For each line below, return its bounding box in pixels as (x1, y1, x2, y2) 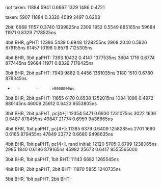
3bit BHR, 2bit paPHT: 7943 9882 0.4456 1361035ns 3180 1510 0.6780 (5, 70, 153, 76)
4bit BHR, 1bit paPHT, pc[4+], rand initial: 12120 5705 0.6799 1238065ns (5, 141, 157, 147)
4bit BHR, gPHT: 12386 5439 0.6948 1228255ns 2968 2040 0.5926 (5, 39, 147, 45)
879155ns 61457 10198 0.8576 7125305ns (5, 45, 93, 50)
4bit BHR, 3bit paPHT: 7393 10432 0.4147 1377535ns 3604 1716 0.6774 (5, 55, 155, 61)
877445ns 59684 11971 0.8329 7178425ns (5, 60, 94, 66)
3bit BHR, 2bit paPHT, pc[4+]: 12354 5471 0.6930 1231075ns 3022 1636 (5, 111, 156, 116)
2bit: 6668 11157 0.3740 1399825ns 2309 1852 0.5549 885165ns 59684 (5, 24, 156, 30)
